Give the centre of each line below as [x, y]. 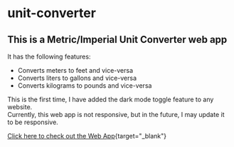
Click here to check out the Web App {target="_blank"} [87, 136]
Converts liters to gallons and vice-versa [77, 78]
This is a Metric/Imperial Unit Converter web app [117, 40]
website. [20, 107]
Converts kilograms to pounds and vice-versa [85, 86]
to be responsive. [33, 122]
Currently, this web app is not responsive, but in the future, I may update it [116, 115]
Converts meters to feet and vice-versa [75, 70]
